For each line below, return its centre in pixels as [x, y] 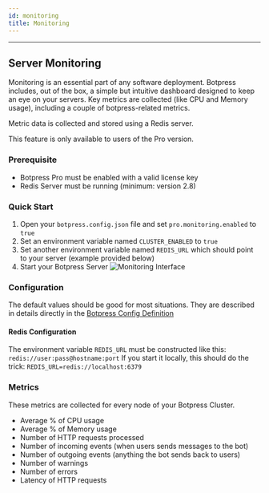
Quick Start [31, 207]
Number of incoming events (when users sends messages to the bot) [134, 446]
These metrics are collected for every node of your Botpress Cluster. [122, 405]
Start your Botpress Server [64, 266]
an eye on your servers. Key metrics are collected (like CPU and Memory [128, 99]
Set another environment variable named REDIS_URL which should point [137, 249]
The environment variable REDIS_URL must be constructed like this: [117, 350]
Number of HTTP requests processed [82, 437]
